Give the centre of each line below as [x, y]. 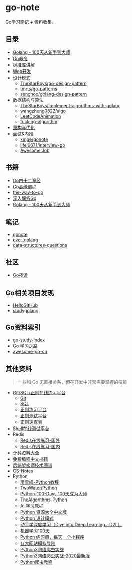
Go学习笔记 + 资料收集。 [31, 22]
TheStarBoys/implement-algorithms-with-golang [71, 105]
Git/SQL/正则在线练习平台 [39, 392]
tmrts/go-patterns [39, 88]
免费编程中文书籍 [30, 459]
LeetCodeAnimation [40, 116]
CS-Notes [23, 471]
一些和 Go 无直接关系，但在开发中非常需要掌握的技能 [72, 382]
